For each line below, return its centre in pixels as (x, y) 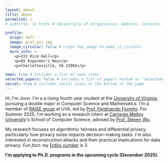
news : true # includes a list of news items (52, 75)
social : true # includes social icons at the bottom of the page (74, 84)
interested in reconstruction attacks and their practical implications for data (83, 140)
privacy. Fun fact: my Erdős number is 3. (47, 145)
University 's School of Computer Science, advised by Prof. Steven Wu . (78, 119)
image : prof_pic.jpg (31, 42)
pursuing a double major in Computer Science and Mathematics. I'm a (77, 103)
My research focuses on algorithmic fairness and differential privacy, (76, 129)
